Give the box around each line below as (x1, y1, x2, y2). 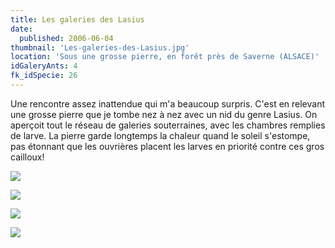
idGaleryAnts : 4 (10, 61, 78, 71)
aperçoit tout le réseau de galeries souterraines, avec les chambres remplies (10, 119, 326, 131)
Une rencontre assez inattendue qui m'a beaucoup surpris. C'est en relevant (10, 97, 326, 110)
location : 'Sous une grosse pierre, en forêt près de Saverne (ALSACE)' (10, 52, 320, 62)
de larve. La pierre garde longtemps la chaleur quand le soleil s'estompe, (10, 129, 311, 141)
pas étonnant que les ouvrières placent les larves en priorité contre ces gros (10, 140, 325, 152)
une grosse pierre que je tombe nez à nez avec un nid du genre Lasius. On (10, 108, 318, 120)
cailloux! (10, 151, 45, 163)
